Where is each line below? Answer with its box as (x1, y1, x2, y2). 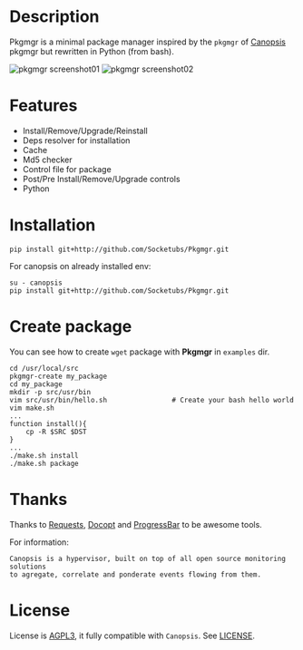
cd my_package (9, 379, 64, 389)
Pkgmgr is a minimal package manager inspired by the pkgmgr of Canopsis (9, 36, 286, 47)
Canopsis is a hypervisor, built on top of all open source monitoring (9, 554, 286, 563)
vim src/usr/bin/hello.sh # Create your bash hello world (9, 395, 295, 404)
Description (9, 6, 100, 27)
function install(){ (9, 419, 88, 428)
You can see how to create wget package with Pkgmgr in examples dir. (9, 346, 270, 357)
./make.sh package (9, 459, 79, 468)
